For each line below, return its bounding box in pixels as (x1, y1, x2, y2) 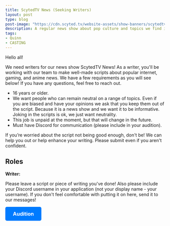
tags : (5, 31, 17, 36)
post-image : (5, 21, 30, 27)
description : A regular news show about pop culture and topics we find (5, 26, 162, 31)
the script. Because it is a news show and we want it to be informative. (12, 106, 160, 112)
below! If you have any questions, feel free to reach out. (5, 80, 121, 86)
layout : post (5, 12, 33, 17)
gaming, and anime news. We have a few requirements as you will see (5, 74, 151, 81)
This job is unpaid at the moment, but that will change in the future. (12, 117, 153, 123)
